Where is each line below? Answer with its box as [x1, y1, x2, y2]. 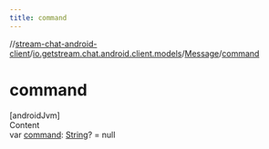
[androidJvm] [9, 110, 61, 121]
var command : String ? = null [9, 129, 116, 140]
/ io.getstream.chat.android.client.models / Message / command [29, 47, 260, 59]
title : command [9, 13, 67, 23]
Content [9, 119, 40, 130]
